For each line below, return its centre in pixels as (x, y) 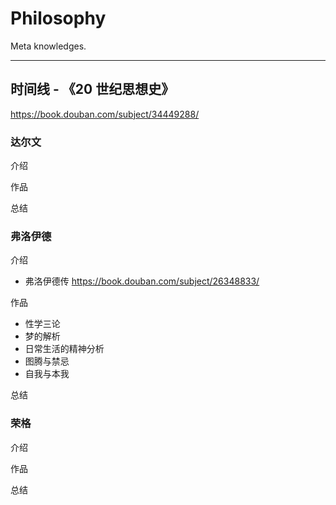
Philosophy (58, 18)
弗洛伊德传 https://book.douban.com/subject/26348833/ (142, 281)
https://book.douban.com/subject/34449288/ (105, 114)
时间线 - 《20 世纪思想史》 (92, 89)
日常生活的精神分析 (64, 349)
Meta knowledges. (48, 46)
